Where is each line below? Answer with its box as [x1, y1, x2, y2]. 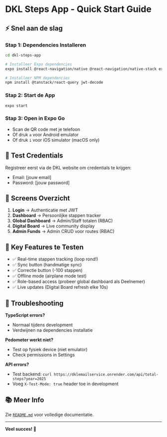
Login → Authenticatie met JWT [12, 207, 78, 213]
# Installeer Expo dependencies [5, 61, 72, 67]
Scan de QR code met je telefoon [12, 126, 81, 132]
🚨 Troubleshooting [5, 299, 64, 307]
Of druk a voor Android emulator [12, 131, 79, 138]
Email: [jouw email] [12, 174, 52, 180]
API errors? [5, 361, 29, 367]
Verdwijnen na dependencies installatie [12, 327, 93, 333]
